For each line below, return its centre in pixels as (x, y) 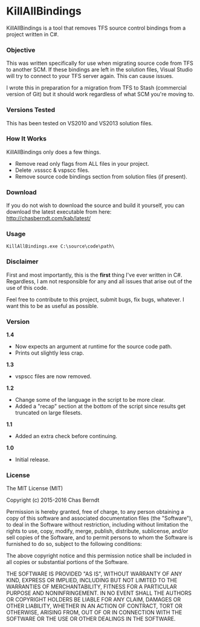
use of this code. (27, 287)
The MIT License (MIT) (35, 488)
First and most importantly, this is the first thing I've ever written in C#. (94, 275)
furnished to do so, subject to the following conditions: (74, 544)
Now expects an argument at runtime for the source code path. (93, 347)
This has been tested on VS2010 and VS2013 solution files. (79, 123)
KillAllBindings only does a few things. (53, 152)
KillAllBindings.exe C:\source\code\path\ (60, 246)
